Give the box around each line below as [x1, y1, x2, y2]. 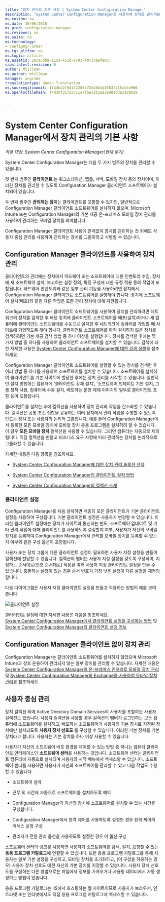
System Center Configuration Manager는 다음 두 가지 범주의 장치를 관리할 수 [5, 159, 156, 165]
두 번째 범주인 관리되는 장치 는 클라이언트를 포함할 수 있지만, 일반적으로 [5, 199, 140, 205]
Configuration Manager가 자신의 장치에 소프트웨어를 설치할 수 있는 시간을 [12, 800, 156, 806]
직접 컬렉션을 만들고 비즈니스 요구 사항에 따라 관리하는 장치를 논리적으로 [19, 434, 158, 440]
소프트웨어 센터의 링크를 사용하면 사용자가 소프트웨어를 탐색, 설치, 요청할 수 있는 [5, 844, 159, 850]
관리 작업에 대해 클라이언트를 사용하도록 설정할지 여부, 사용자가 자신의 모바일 [10, 527, 158, 533]
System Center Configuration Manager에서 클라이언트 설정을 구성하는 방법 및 [5, 618, 157, 624]
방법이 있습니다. [18, 875, 49, 881]
